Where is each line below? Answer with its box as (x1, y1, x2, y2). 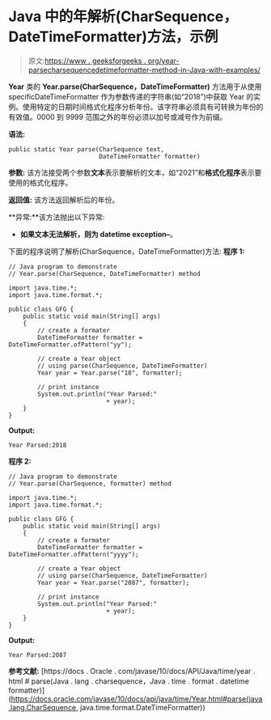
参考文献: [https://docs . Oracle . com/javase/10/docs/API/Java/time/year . (8, 666, 256, 676)
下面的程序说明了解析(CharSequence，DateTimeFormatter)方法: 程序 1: (8, 246, 245, 256)
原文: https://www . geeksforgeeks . (28, 56, 146, 66)
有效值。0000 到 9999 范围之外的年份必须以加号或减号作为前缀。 (8, 112, 227, 121)
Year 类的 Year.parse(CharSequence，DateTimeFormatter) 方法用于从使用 (8, 82, 262, 91)
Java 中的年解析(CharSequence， (8, 7, 239, 26)
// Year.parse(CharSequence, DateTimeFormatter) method (8, 269, 201, 277)
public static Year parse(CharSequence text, (8, 145, 164, 154)
